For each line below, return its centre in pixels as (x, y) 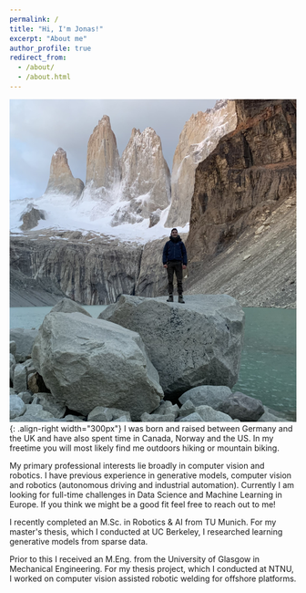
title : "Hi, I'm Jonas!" (56, 29)
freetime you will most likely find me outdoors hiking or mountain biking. (144, 448)
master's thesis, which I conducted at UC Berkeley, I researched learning (146, 532)
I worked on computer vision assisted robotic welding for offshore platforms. (153, 578)
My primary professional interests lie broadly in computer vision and (137, 466)
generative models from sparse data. (79, 542)
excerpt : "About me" (49, 38)
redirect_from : (38, 58)
